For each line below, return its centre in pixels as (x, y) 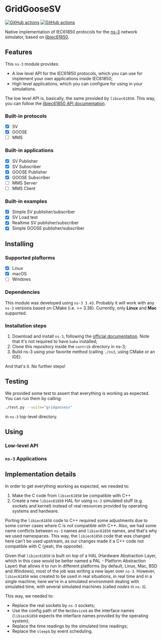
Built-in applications (29, 151)
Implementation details (41, 474)
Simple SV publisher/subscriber (44, 212)
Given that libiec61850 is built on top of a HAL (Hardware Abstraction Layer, (81, 555)
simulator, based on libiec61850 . (37, 37)
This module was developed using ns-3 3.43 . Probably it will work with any (80, 303)
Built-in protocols (26, 116)
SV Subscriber (26, 167)
